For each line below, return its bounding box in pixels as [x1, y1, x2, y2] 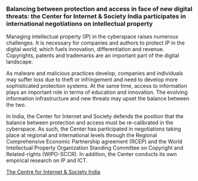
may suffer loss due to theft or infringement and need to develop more [6, 76, 178, 83]
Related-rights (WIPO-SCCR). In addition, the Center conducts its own [6, 151, 177, 158]
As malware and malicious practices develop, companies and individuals [6, 70, 183, 77]
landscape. [6, 58, 34, 65]
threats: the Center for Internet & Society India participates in [6, 12, 186, 20]
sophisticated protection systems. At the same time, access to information [6, 82, 187, 90]
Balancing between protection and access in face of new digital [6, 5, 193, 13]
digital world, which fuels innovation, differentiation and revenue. [6, 46, 165, 53]
